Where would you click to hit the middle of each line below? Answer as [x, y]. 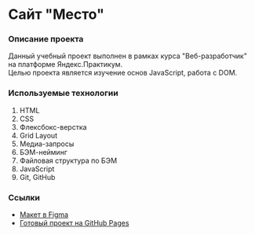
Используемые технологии [64, 94]
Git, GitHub [37, 177]
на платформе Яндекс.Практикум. [66, 64]
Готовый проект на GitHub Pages [74, 223]
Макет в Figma [44, 215]
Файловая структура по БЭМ [68, 160]
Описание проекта [46, 39]
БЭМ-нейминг [44, 152]
